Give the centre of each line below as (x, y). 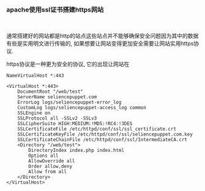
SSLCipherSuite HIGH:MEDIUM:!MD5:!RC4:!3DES (75, 124)
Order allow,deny (50, 167)
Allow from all (48, 172)
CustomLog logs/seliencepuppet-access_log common (82, 108)
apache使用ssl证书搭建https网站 (55, 9)
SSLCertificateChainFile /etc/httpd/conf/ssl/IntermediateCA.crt (102, 140)
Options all (44, 156)
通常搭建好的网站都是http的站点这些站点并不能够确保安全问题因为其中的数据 (102, 36)
